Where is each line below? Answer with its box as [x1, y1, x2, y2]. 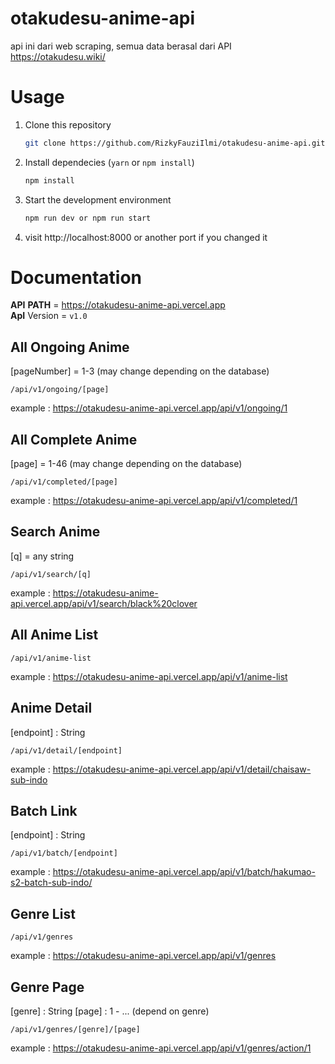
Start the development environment [24, 193, 172, 206]
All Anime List [10, 627, 99, 644]
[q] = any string [10, 550, 75, 562]
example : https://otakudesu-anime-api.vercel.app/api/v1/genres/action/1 [10, 1042, 312, 1054]
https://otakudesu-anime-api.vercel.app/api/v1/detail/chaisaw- [52, 763, 312, 775]
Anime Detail [10, 700, 93, 717]
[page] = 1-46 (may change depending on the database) [10, 458, 243, 470]
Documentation [10, 266, 143, 289]
